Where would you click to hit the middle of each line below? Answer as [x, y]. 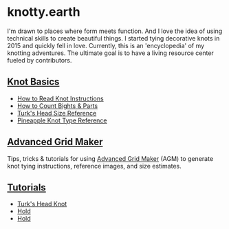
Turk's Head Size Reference [57, 113]
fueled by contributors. [40, 60]
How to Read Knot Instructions [61, 98]
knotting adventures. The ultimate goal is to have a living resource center [111, 53]
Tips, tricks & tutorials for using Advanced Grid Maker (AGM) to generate [110, 158]
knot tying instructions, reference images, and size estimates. [95, 166]
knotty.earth [44, 12]
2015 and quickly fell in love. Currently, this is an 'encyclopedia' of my [106, 45]
